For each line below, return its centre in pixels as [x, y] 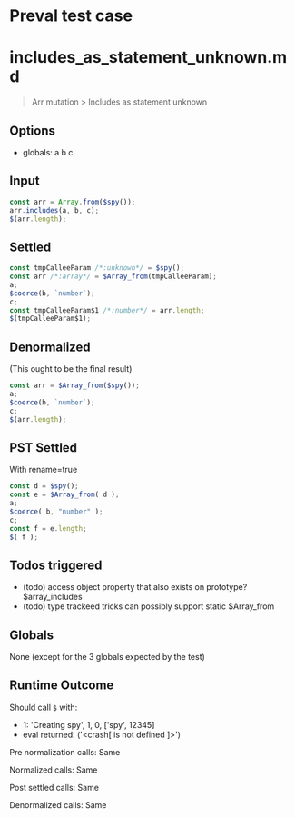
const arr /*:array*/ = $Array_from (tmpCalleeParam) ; [113, 277]
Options [33, 130]
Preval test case [71, 16]
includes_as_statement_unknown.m [148, 58]
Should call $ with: [44, 707]
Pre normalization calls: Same [65, 752]
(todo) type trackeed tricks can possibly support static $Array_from [148, 606]
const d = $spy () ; [44, 486]
